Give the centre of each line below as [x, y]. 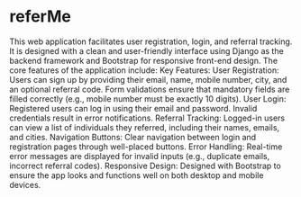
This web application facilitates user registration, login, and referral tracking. [151, 41]
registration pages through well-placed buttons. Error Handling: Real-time [146, 147]
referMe [41, 17]
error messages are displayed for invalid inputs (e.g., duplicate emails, [140, 156]
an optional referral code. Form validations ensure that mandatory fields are [150, 89]
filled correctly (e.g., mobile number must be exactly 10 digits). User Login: [148, 98]
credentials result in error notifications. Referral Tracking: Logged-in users [147, 118]
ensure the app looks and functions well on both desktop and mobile [137, 175]
